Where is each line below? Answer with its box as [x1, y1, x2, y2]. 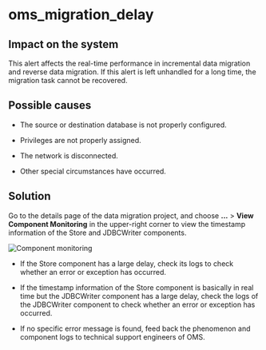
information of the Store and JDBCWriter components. [8, 228, 187, 237]
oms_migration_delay [8, 6, 154, 24]
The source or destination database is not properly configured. [19, 120, 228, 129]
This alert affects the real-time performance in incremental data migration [8, 58, 251, 68]
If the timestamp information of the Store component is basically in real [19, 282, 254, 292]
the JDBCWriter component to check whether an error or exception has [19, 300, 256, 309]
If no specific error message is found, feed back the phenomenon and [19, 324, 251, 333]
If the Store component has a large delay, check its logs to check [19, 258, 234, 268]
